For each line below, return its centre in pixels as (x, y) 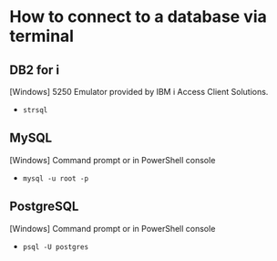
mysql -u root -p (56, 178)
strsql (35, 110)
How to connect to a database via (138, 17)
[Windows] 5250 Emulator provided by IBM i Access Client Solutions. (139, 92)
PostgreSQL (44, 207)
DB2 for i (35, 70)
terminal (42, 36)
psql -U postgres (56, 247)
